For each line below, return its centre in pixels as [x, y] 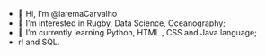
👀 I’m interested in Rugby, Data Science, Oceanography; [122, 23]
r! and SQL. [39, 42]
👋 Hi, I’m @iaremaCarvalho [67, 14]
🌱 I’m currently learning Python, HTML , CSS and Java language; [137, 32]
